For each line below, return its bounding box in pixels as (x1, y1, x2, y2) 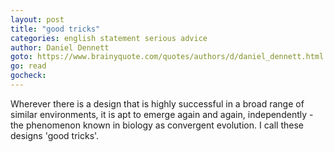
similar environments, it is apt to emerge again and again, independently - (10, 108, 314, 120)
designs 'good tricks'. (10, 129, 100, 141)
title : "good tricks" (10, 24, 101, 34)
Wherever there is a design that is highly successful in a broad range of (10, 97, 305, 110)
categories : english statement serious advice (10, 33, 208, 43)
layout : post (10, 14, 65, 25)
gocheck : (10, 71, 47, 81)
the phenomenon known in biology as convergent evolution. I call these (10, 119, 304, 131)
